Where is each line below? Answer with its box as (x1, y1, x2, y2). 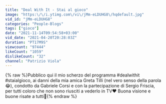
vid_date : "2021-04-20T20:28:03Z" (5, 35, 77, 40)
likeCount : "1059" (5, 49, 43, 54)
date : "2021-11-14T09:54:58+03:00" (5, 30, 79, 35)
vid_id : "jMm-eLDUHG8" (5, 16, 52, 21)
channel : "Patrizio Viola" (5, 58, 61, 63)
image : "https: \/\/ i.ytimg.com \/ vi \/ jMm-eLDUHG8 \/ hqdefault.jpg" (5, 12, 144, 17)
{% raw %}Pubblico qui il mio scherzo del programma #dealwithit (5, 72, 140, 78)
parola (148, 77, 161, 83)
